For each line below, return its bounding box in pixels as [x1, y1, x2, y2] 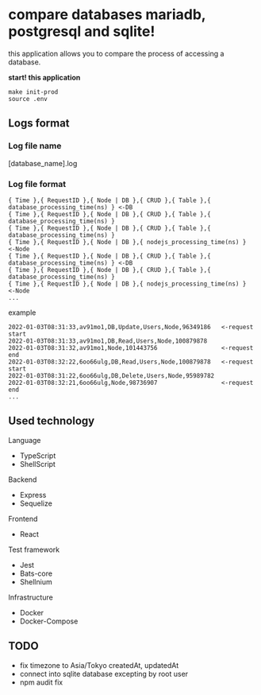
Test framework [8, 545, 60, 554]
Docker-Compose [19, 616, 79, 626]
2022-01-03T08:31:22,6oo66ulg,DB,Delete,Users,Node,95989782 [8, 371, 215, 379]
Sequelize [19, 499, 53, 508]
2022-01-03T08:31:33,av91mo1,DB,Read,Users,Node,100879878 [8, 336, 208, 345]
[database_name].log [8, 158, 78, 168]
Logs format [8, 117, 70, 130]
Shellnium [19, 577, 53, 586]
